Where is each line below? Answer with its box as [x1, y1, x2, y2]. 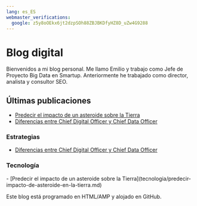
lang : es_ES [6, 8, 36, 15]
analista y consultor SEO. [6, 78, 67, 86]
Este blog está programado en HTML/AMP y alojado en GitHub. [6, 193, 162, 200]
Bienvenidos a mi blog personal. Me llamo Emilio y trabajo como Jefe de [6, 65, 183, 72]
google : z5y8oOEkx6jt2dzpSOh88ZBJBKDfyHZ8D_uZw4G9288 [11, 20, 148, 26]
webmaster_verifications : [6, 14, 70, 20]
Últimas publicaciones [6, 95, 91, 105]
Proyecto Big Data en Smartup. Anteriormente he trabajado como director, [6, 72, 189, 79]
